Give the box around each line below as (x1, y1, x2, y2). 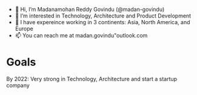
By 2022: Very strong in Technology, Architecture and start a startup (6, 75, 178, 82)
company (6, 82, 30, 89)
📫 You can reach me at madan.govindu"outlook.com (15, 32, 148, 39)
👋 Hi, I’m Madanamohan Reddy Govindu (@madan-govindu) (15, 6, 165, 13)
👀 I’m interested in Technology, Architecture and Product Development (15, 12, 192, 19)
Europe (15, 25, 33, 32)
